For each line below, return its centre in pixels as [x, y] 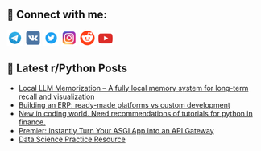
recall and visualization [56, 96]
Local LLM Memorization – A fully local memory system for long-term [133, 88]
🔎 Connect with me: [57, 15]
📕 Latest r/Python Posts [67, 69]
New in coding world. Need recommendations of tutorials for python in [136, 113]
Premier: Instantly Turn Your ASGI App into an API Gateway [116, 130]
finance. [32, 122]
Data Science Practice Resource [72, 139]
